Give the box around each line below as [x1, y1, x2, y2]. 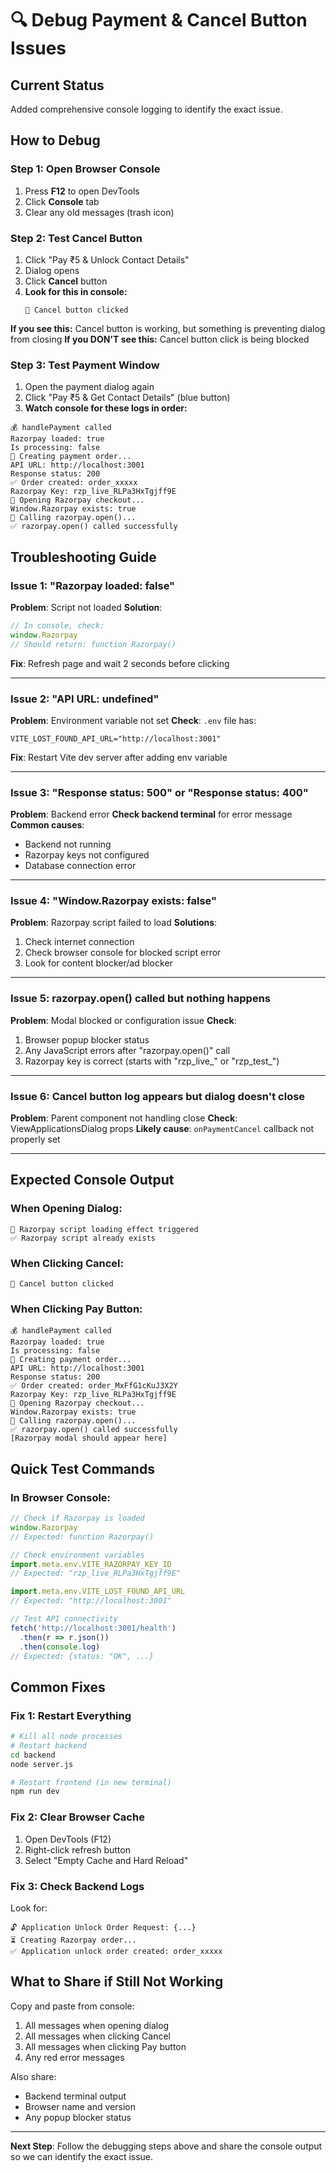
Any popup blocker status [24, 2111, 132, 2123]
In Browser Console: [10, 1490, 112, 1504]
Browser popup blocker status [24, 1033, 150, 1046]
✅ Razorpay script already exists [10, 1233, 156, 1243]
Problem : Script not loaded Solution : [10, 601, 163, 613]
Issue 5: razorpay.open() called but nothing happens [10, 992, 271, 1006]
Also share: [10, 2070, 57, 2082]
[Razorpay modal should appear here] [10, 1433, 168, 1444]
